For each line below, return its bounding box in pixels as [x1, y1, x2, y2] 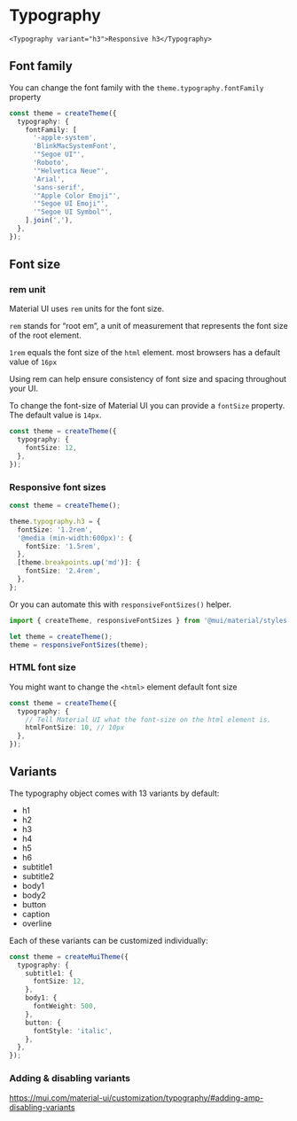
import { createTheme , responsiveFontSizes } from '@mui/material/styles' [9, 616, 292, 625]
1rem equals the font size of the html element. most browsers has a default [9, 347, 281, 358]
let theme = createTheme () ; [9, 632, 113, 641]
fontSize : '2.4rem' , [25, 566, 101, 576]
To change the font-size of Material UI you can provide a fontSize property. [9, 401, 285, 411]
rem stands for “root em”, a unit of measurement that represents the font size [9, 321, 288, 331]
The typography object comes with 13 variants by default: [9, 788, 220, 798]
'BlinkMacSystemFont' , [32, 142, 117, 151]
